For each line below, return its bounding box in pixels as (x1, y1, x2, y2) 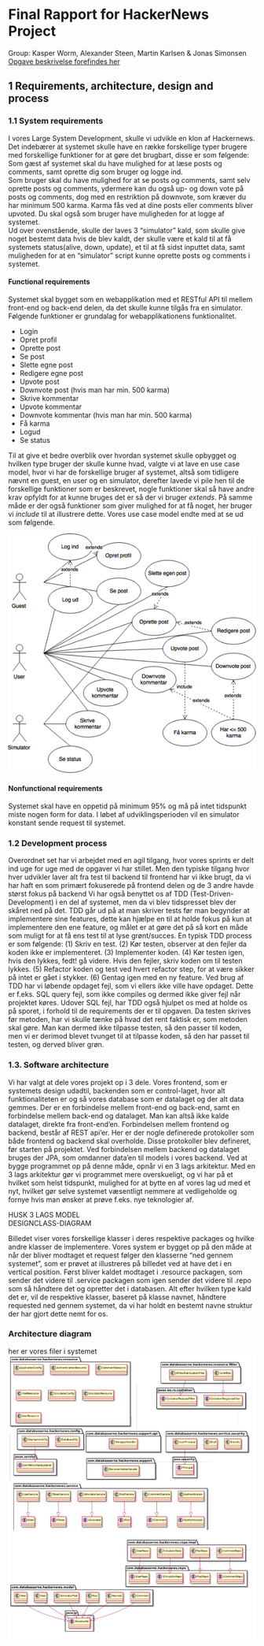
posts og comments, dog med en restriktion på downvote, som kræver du (8, 191, 247, 202)
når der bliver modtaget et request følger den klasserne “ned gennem (8, 1250, 233, 1260)
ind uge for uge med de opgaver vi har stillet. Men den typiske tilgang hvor (8, 864, 250, 874)
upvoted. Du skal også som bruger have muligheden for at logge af (8, 209, 225, 218)
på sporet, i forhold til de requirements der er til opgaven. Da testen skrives (8, 1006, 251, 1016)
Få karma (19, 418, 50, 428)
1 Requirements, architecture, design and (8, 80, 214, 93)
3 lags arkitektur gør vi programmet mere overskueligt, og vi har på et (8, 1169, 233, 1179)
